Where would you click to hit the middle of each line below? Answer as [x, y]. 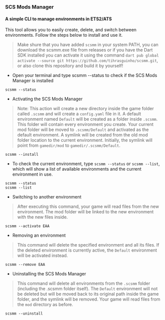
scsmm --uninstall [24, 314]
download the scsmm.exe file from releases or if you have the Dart [85, 50]
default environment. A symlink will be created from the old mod [82, 135]
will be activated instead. [42, 256]
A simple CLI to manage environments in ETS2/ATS [59, 19]
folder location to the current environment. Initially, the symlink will [85, 140]
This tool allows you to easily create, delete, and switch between [71, 30]
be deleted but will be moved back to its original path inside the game [88, 294]
